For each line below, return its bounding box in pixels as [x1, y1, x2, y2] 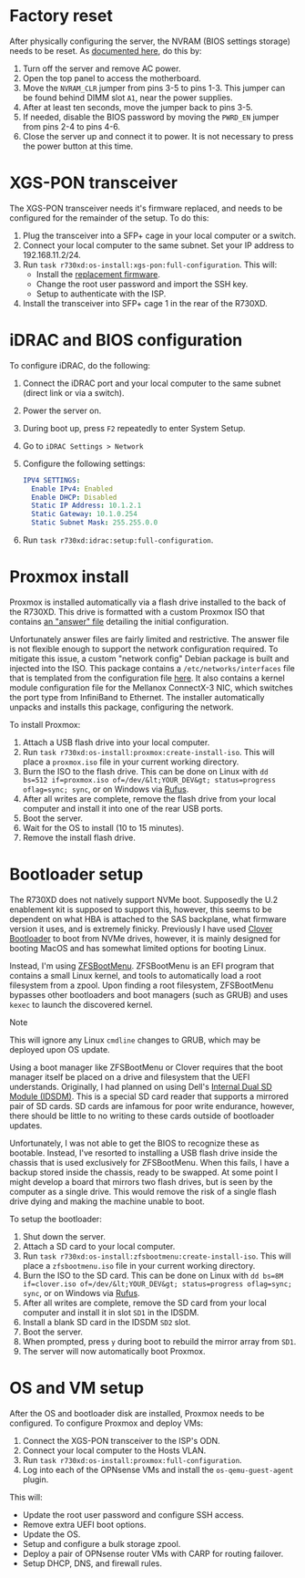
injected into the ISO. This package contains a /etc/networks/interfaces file [9, 663, 296, 673]
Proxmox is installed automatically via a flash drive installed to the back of [9, 597, 287, 607]
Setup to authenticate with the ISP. [36, 288, 167, 299]
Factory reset [9, 5, 114, 26]
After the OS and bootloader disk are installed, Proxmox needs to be [9, 1407, 265, 1418]
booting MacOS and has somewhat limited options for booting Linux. [9, 942, 267, 953]
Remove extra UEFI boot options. [22, 1519, 147, 1530]
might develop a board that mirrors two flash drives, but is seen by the [9, 1176, 273, 1187]
